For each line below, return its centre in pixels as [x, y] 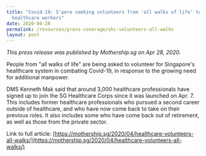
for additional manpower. [38, 77]
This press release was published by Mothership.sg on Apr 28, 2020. [93, 52]
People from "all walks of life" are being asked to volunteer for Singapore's [101, 64]
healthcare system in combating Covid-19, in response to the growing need [101, 71]
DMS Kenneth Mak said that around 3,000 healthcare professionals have [98, 89]
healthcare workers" [38, 18]
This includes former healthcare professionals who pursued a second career [103, 103]
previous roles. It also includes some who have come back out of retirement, [103, 115]
